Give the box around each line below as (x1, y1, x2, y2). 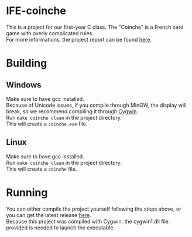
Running (6, 186, 48, 199)
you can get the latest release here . (6, 211, 92, 218)
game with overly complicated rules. (6, 29, 94, 36)
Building (6, 57, 47, 70)
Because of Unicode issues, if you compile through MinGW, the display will (6, 101, 187, 109)
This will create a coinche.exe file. (6, 120, 88, 127)
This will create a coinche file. (6, 165, 77, 172)
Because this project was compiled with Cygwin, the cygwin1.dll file (6, 218, 169, 225)
